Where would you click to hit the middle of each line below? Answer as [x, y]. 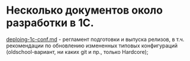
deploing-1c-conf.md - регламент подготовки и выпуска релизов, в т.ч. [95, 39]
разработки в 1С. [50, 23]
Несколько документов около [84, 10]
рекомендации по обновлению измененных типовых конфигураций [92, 46]
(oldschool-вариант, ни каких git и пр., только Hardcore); [77, 52]
